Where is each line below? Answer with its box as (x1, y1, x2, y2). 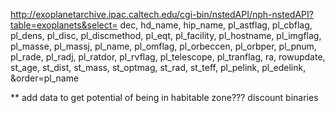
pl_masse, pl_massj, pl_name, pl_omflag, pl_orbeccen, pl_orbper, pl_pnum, (10, 40, 317, 52)
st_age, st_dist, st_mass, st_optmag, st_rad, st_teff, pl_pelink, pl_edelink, (10, 62, 307, 73)
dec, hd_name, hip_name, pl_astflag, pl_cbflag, (119, 19, 313, 31)
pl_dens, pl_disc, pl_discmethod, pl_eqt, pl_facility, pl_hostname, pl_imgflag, (10, 30, 322, 41)
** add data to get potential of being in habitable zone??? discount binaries (10, 92, 319, 103)
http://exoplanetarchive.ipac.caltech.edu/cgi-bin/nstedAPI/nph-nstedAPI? (10, 9, 314, 20)
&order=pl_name (10, 72, 80, 84)
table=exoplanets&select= (10, 19, 118, 31)
